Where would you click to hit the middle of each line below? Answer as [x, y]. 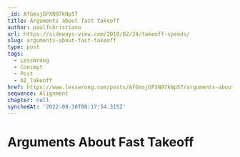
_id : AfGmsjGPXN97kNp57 [43, 14]
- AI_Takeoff [33, 80]
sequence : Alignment [38, 93]
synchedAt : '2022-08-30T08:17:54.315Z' [67, 107]
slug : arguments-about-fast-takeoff [62, 41]
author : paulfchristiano [44, 27]
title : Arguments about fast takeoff [64, 21]
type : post [24, 47]
